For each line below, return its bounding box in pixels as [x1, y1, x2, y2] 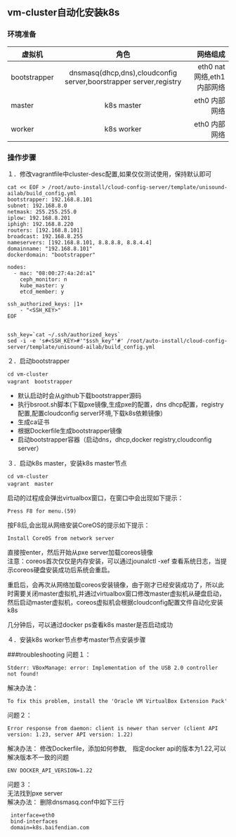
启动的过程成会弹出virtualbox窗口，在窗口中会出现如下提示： [7, 494, 184, 502]
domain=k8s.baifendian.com [10, 824, 90, 831]
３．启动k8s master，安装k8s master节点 [7, 459, 128, 467]
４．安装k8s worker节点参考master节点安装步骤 [7, 635, 146, 644]
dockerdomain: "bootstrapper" [7, 251, 96, 258]
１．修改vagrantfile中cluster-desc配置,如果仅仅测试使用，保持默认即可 [7, 169, 212, 178]
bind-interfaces [10, 817, 58, 825]
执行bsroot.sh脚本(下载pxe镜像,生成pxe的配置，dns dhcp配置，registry [17, 400, 224, 409]
